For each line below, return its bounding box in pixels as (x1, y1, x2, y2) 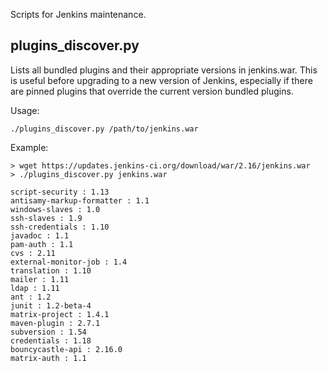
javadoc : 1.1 (10, 230, 70, 241)
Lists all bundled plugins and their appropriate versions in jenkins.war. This (10, 64, 318, 76)
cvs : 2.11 (10, 248, 56, 258)
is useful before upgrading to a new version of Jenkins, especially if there (10, 74, 313, 86)
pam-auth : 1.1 (10, 239, 74, 249)
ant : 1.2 (10, 292, 52, 302)
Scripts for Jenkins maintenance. (10, 9, 147, 20)
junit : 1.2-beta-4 (10, 300, 92, 311)
